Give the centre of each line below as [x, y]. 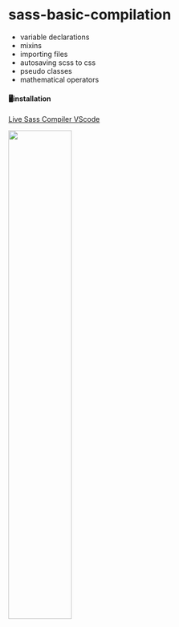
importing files [44, 54]
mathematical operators [59, 79]
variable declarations [55, 37]
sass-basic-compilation [90, 15]
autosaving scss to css [58, 63]
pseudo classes [46, 71]
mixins [31, 45]
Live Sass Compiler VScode [54, 119]
